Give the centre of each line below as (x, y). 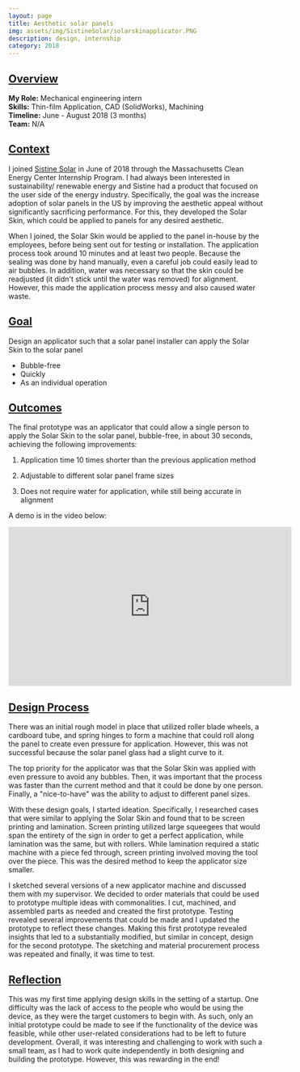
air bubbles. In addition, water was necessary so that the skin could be (126, 270)
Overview (34, 79)
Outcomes (35, 408)
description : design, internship (65, 38)
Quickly (33, 374)
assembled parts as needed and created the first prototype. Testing (121, 911)
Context (29, 149)
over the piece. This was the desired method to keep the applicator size (128, 861)
